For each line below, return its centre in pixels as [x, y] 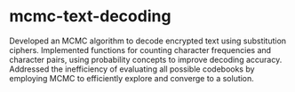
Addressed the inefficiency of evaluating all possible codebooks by [132, 69]
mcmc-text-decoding [90, 16]
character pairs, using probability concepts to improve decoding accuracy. [146, 59]
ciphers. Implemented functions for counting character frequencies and [140, 50]
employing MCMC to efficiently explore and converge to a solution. [132, 78]
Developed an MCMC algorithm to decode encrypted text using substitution [148, 41]
